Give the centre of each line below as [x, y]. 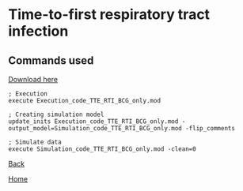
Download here [33, 79]
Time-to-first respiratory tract [109, 15]
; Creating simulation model [56, 114]
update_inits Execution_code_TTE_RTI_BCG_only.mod [93, 122]
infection [38, 31]
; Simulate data [35, 142]
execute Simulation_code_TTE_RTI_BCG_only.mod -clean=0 [102, 149]
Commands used [51, 60]
